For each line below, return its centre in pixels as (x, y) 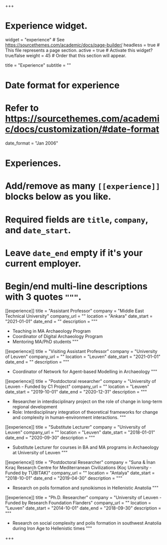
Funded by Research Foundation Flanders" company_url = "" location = (78, 503)
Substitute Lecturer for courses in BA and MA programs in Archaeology (85, 447)
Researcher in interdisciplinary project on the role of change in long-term (87, 401)
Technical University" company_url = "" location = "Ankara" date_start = (79, 316)
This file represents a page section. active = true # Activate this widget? (79, 50)
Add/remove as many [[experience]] (83, 186)
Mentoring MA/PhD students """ (45, 342)
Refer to (22, 108)
